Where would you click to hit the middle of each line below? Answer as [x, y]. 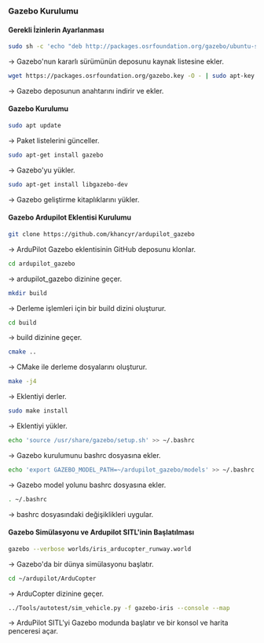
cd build [22, 323]
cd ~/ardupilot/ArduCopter [52, 578]
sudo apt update [35, 126]
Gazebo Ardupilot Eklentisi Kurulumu [70, 217]
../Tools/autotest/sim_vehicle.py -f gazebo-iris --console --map [119, 608]
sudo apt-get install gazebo [56, 155]
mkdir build [27, 293]
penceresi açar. [33, 631]
